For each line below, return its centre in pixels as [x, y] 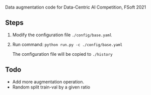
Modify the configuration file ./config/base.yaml [62, 35]
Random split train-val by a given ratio [51, 87]
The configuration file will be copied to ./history [62, 54]
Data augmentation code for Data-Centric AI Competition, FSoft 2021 [76, 7]
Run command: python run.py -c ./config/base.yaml [67, 44]
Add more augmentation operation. [48, 82]
